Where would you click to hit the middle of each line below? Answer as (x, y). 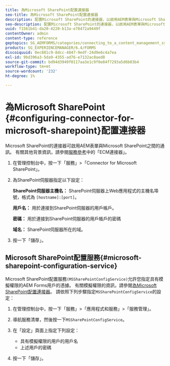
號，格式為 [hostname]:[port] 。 (46, 197)
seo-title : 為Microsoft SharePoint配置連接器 (52, 15)
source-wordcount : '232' (31, 72)
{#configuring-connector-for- (70, 119)
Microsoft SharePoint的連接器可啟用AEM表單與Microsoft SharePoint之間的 (83, 146)
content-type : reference (31, 39)
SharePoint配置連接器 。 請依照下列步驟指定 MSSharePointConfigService (79, 291)
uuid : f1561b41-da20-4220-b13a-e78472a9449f (53, 29)
